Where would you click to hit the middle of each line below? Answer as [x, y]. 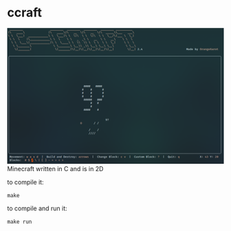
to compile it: [25, 182]
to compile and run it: [37, 208]
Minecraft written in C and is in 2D [55, 168]
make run [20, 221]
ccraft [25, 13]
